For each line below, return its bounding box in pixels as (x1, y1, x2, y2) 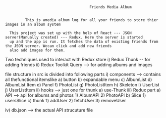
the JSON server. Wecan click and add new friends (5, 43, 112, 48)
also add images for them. (9, 48, 65, 53)
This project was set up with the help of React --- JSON (9, 31, 132, 36)
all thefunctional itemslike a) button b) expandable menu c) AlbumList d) (5, 77, 152, 82)
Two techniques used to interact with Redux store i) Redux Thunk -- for (5, 57, 151, 62)
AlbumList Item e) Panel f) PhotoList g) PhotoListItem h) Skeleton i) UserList (5, 82, 160, 87)
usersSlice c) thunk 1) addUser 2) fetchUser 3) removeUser (5, 98, 126, 103)
